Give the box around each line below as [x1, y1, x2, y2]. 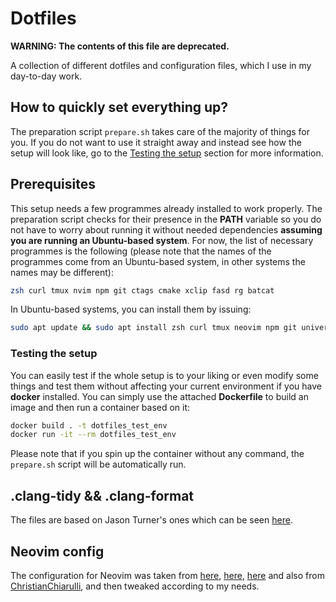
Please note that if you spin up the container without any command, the [10, 448, 305, 460]
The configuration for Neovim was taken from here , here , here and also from [10, 569, 325, 581]
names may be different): [10, 266, 115, 278]
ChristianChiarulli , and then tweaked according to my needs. [10, 580, 260, 592]
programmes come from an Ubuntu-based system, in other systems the [10, 255, 306, 267]
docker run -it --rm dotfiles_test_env [10, 430, 177, 440]
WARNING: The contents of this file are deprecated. [10, 40, 230, 52]
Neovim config [10, 543, 105, 560]
